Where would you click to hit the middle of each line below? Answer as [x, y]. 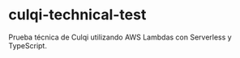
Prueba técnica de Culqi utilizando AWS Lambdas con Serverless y [120, 37]
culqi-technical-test [77, 15]
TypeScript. [28, 45]
